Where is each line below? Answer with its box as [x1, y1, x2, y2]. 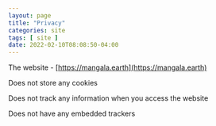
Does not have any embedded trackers [8, 109, 136, 119]
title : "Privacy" [8, 19, 66, 27]
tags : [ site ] [8, 33, 59, 42]
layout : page [8, 11, 52, 20]
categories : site [8, 26, 66, 34]
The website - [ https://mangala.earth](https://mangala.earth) [8, 63, 207, 72]
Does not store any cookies [8, 78, 98, 88]
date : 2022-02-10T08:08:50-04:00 [8, 41, 119, 49]
